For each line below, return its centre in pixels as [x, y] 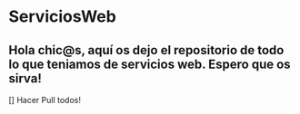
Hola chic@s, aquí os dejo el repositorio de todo [146, 50]
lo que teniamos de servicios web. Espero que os [150, 64]
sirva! [25, 78]
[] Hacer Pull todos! [45, 100]
